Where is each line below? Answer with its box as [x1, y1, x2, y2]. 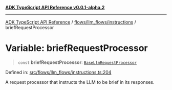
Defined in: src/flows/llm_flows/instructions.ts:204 [5, 69, 112, 75]
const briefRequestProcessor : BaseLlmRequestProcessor [17, 59, 137, 65]
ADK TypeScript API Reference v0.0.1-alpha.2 [5, 5, 105, 10]
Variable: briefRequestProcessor [5, 42, 148, 54]
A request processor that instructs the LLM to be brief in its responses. [5, 79, 155, 85]
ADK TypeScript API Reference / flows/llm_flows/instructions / [5, 19, 137, 25]
